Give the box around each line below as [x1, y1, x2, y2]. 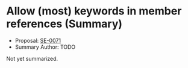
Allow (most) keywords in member [6, 4, 182, 18]
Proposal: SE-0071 [14, 37, 61, 44]
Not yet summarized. [6, 55, 58, 62]
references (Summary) [6, 17, 122, 31]
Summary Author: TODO [14, 43, 76, 51]
